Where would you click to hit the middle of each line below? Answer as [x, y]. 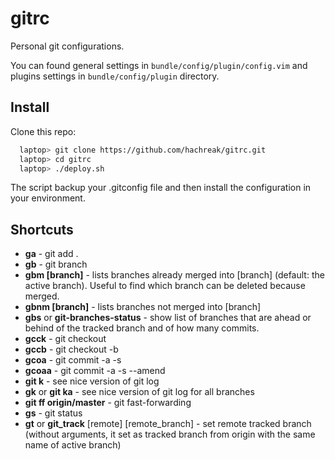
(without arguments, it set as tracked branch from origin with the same [170, 434]
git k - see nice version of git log [92, 381]
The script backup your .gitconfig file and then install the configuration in [161, 188]
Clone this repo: [43, 131]
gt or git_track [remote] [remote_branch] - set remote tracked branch [168, 424]
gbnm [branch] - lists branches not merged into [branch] [143, 307]
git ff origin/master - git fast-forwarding [108, 403]
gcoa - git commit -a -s [73, 360]
